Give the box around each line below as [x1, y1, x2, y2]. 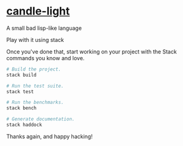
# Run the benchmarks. [6, 99, 64, 106]
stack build [6, 72, 37, 78]
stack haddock [6, 122, 43, 128]
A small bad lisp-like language [6, 24, 82, 32]
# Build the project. [6, 66, 62, 72]
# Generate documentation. [6, 116, 75, 122]
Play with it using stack [6, 36, 64, 43]
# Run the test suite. [6, 83, 64, 89]
